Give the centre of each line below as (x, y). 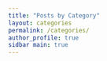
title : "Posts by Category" (54, 15)
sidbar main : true (38, 45)
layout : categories (40, 23)
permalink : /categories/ (49, 30)
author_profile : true (44, 38)
